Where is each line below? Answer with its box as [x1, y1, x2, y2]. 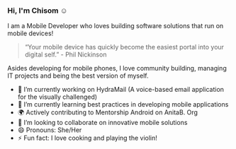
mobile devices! [7, 29, 54, 37]
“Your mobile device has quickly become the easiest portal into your [24, 43, 225, 52]
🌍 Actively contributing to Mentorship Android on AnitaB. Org [17, 108, 198, 117]
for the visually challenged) [17, 93, 98, 101]
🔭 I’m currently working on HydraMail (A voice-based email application [17, 85, 225, 94]
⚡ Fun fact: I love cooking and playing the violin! [17, 133, 158, 143]
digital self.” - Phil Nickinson [24, 50, 107, 59]
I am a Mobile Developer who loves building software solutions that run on [7, 22, 224, 30]
